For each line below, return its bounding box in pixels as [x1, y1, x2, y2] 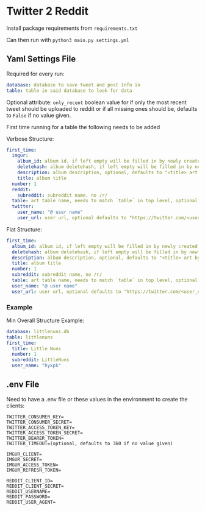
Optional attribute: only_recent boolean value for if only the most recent [6, 99, 187, 106]
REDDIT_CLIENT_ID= [6, 478, 53, 484]
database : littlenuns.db [6, 328, 70, 334]
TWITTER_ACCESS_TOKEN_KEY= [6, 425, 75, 431]
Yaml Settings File [6, 54, 76, 65]
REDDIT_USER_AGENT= [6, 499, 56, 505]
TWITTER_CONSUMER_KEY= [6, 414, 64, 420]
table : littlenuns [6, 334, 53, 340]
